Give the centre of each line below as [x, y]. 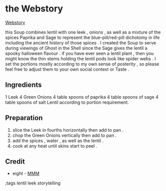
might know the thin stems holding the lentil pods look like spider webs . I [80, 58]
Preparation [24, 118]
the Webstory [34, 9]
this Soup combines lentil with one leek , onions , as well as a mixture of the [83, 32]
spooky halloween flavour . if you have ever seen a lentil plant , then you [79, 53]
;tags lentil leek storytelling [33, 183]
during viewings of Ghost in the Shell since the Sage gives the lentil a [76, 48]
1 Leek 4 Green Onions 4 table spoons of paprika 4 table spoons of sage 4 [82, 97]
